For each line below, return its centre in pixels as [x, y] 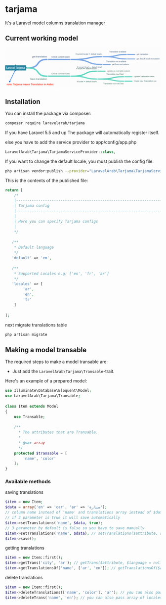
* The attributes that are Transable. [58, 432]
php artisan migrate [26, 334]
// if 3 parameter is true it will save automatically [63, 518]
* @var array [32, 443]
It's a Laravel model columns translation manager [55, 23]
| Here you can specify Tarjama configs [56, 221]
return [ [14, 190]
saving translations [24, 492]
